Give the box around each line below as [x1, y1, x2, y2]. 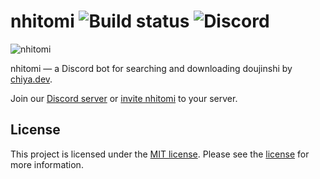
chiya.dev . [10, 73, 53, 85]
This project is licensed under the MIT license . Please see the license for [10, 148, 310, 160]
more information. [10, 158, 84, 170]
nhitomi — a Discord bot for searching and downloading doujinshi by [10, 62, 293, 74]
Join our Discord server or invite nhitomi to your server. [10, 92, 238, 104]
